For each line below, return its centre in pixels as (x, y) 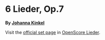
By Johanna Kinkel (25, 23)
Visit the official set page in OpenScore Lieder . (53, 32)
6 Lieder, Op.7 (35, 9)
